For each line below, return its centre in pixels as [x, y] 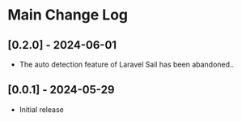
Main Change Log [68, 15]
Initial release [41, 109]
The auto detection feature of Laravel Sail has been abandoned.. [127, 64]
